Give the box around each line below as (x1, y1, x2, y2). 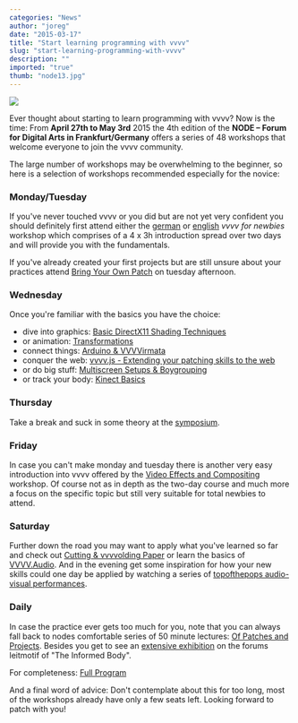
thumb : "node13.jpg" (9, 72, 87, 81)
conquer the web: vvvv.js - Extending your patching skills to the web (21, 355, 276, 366)
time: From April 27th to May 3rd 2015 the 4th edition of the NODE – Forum (9, 122, 287, 133)
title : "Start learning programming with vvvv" (9, 38, 191, 47)
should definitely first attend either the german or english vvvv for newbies (9, 220, 285, 231)
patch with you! (9, 703, 67, 714)
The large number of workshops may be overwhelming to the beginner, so (9, 159, 284, 169)
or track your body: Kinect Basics (21, 374, 146, 385)
